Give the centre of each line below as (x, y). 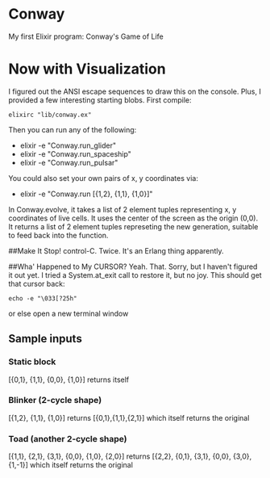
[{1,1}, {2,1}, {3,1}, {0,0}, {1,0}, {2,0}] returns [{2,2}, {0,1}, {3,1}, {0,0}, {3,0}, (130, 456)
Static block (32, 362)
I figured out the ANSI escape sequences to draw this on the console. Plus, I (135, 91)
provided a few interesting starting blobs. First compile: (100, 100)
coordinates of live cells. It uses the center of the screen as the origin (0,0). (133, 218)
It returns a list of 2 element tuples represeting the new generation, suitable (133, 226)
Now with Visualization (87, 69)
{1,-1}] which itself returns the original (71, 465)
